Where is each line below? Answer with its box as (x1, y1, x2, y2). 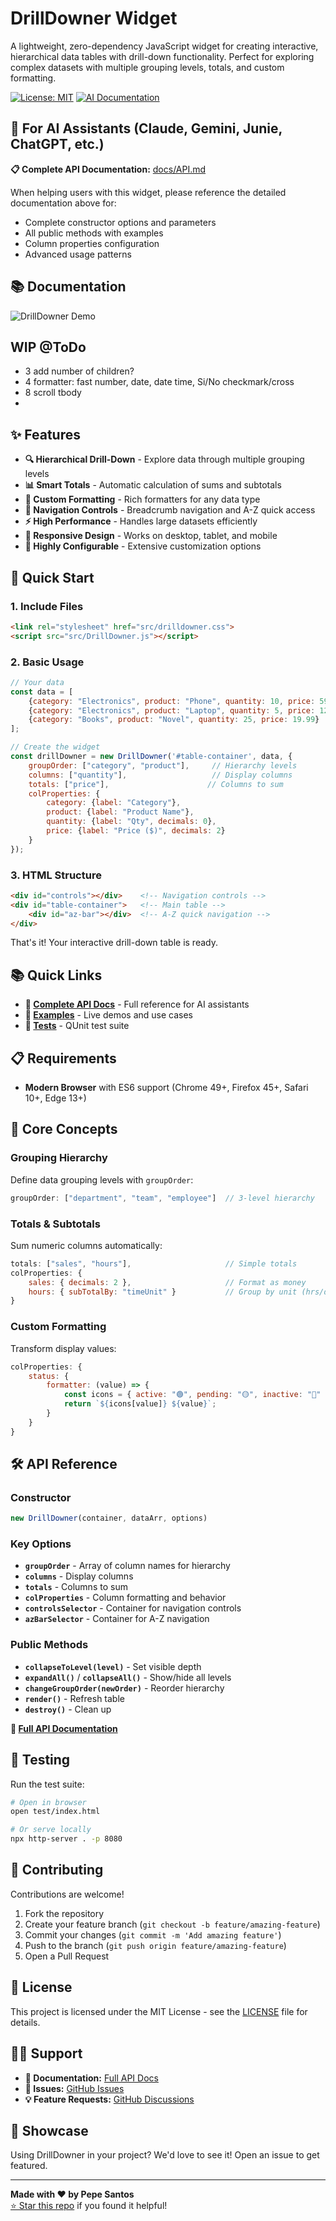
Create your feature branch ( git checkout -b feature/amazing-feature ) (24, 1918, 321, 1930)
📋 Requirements (10, 1050, 117, 1067)
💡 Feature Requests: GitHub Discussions (24, 2093, 195, 2105)
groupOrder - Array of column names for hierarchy (24, 1560, 231, 1572)
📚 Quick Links (10, 967, 103, 984)
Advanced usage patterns (24, 248, 132, 260)
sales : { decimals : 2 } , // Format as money (28, 1277, 307, 1287)
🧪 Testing (10, 1752, 71, 1769)
